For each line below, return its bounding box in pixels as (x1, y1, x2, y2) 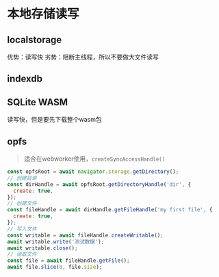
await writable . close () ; (7, 244, 78, 252)
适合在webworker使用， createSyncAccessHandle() (23, 155, 166, 163)
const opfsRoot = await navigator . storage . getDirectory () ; (7, 168, 179, 175)
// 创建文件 (7, 200, 38, 207)
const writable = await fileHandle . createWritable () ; (7, 232, 164, 239)
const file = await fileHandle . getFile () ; (7, 257, 130, 264)
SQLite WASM (7, 96, 68, 108)
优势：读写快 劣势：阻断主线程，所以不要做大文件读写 (7, 53, 159, 61)
